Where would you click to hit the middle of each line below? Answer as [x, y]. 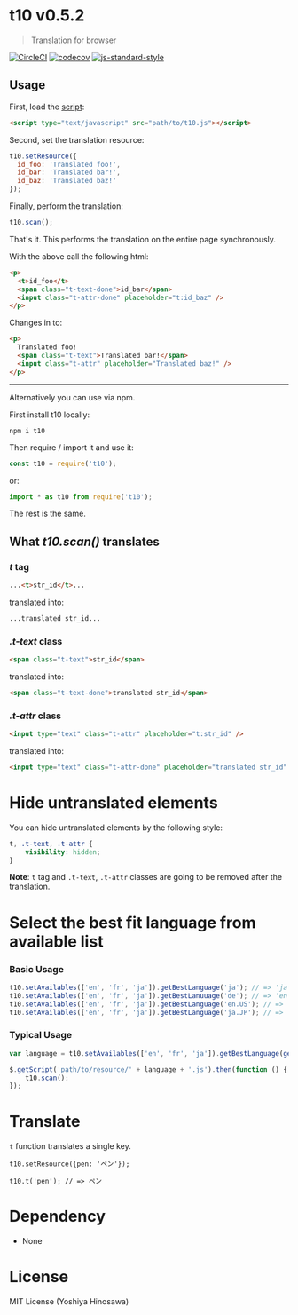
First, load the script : [47, 107]
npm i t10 [27, 431]
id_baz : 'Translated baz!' [67, 181]
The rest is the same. [47, 514]
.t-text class [36, 641]
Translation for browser [74, 40]
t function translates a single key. [70, 1146]
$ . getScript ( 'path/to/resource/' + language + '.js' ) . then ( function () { [149, 1069]
